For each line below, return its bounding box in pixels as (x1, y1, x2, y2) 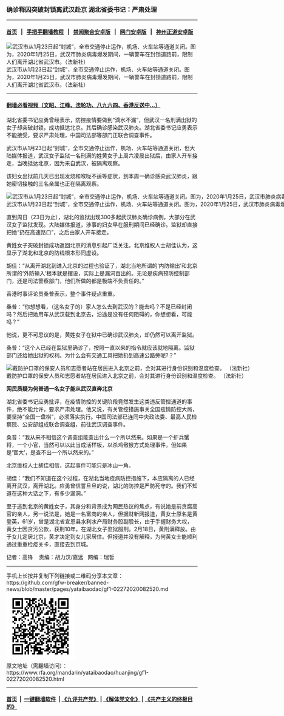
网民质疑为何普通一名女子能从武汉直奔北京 (6, 384, 113, 392)
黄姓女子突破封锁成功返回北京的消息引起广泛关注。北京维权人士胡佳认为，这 (6, 241, 198, 248)
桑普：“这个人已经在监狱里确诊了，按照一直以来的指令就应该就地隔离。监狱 (6, 344, 195, 351)
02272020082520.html (6, 675, 65, 683)
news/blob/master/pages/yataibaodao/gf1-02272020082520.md (6, 585, 169, 593)
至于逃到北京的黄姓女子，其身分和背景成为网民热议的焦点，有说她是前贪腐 (6, 502, 192, 510)
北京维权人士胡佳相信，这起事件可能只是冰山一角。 (6, 462, 134, 469)
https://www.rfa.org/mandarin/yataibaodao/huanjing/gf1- (6, 669, 149, 676)
